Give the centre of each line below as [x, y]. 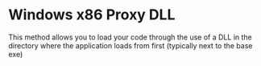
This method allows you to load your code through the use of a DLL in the [130, 37]
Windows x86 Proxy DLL [92, 15]
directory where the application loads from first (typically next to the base [130, 45]
